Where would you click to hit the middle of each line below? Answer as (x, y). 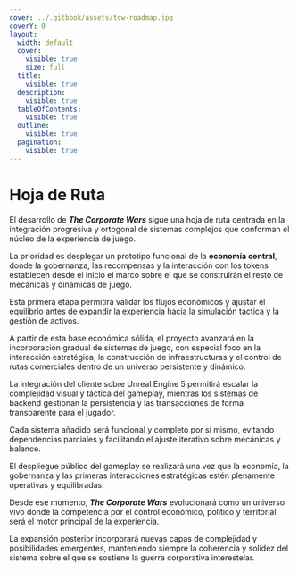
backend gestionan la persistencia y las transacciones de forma (126, 402)
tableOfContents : (50, 109)
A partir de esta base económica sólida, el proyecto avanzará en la (132, 338)
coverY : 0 (28, 26)
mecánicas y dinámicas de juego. (70, 284)
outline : (33, 126)
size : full (46, 68)
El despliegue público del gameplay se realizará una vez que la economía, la (149, 466)
